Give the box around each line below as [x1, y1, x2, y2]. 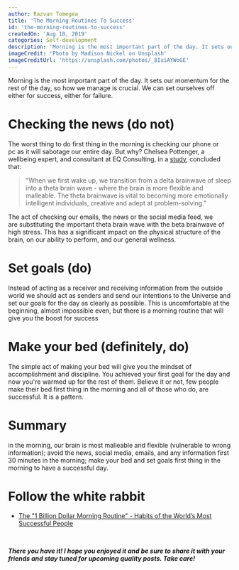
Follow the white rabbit [8, 488, 145, 505]
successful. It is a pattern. [8, 392, 84, 401]
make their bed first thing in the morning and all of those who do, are [8, 385, 209, 393]
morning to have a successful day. [8, 463, 109, 472]
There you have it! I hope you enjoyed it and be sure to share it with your [8, 547, 226, 555]
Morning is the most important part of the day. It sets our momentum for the [8, 76, 230, 85]
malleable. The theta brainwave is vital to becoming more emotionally [25, 191, 229, 200]
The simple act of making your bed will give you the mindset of [8, 362, 192, 370]
